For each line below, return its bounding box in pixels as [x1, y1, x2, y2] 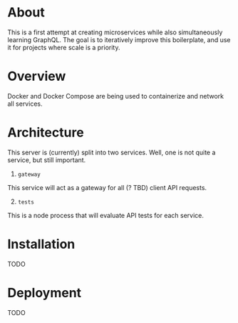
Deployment [7, 284, 82, 301]
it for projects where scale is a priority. [7, 43, 120, 51]
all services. [7, 99, 43, 108]
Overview [7, 69, 66, 84]
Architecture [7, 124, 84, 141]
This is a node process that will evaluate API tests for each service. [7, 211, 205, 219]
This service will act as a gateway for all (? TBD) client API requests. [7, 183, 207, 192]
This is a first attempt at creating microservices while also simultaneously [7, 28, 223, 36]
